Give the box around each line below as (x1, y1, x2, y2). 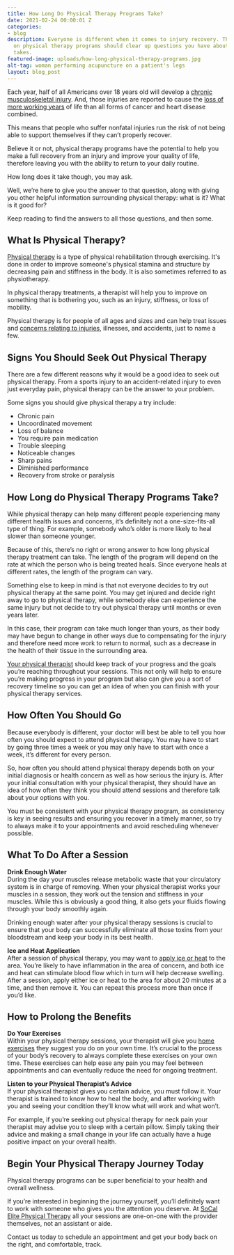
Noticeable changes (17, 449, 75, 457)
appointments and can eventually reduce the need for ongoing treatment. (7, 1066, 218, 1075)
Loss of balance (17, 427, 64, 435)
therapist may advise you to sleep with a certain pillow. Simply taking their (7, 1123, 219, 1131)
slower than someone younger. (7, 532, 96, 540)
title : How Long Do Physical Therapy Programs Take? (7, 10, 164, 17)
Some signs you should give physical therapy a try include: (7, 398, 176, 407)
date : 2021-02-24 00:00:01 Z (7, 17, 92, 24)
